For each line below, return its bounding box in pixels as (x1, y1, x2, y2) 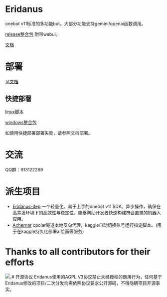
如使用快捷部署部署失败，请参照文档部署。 (5, 130, 93, 136)
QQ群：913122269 (5, 166, 43, 172)
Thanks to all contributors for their (5, 246, 151, 257)
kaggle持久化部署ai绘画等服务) (21, 228, 84, 234)
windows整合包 (5, 119, 37, 125)
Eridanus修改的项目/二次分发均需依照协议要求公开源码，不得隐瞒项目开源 (5, 280, 156, 286)
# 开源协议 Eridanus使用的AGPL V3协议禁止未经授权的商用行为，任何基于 (11, 274, 162, 280)
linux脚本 (5, 109, 24, 115)
